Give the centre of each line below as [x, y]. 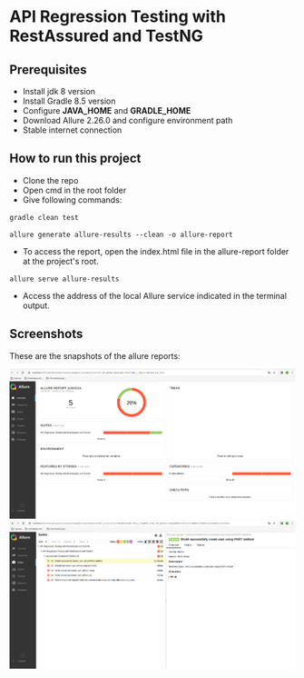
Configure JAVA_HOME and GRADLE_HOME [107, 110]
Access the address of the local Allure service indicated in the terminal [155, 295]
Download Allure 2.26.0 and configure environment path [127, 120]
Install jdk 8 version [59, 91]
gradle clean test [44, 217]
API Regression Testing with [118, 17]
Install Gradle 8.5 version [69, 101]
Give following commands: [72, 199]
